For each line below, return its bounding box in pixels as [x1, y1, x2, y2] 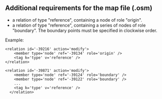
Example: [5, 37, 24, 43]
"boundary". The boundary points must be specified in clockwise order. [12, 27, 158, 33]
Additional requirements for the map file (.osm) [5, 4, 153, 12]
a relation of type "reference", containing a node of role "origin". [12, 17, 142, 23]
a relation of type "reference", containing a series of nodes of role [12, 22, 146, 28]
